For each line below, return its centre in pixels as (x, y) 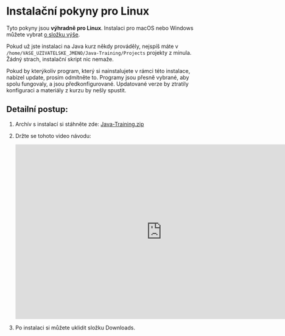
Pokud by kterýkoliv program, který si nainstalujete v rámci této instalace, (98, 70)
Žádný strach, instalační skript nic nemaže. (60, 59)
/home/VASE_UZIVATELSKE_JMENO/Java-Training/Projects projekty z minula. (99, 52)
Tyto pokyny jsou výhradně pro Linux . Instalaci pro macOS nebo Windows (100, 28)
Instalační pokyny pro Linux (78, 11)
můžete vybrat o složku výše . (43, 34)
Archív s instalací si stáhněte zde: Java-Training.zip (79, 124)
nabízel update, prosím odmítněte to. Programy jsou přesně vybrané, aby (98, 77)
